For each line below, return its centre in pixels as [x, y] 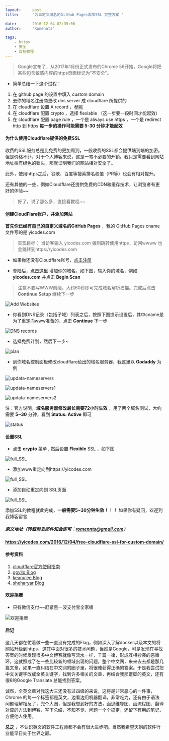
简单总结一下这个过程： [37, 83]
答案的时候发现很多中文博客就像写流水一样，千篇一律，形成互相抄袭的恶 [80, 655]
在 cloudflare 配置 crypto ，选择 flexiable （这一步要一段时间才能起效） [86, 113]
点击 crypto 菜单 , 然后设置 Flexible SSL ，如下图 [63, 449]
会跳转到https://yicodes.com [47, 250]
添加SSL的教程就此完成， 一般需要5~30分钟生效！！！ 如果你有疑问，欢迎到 [84, 510]
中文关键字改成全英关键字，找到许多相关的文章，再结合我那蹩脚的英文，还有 [84, 674]
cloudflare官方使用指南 [36, 566]
